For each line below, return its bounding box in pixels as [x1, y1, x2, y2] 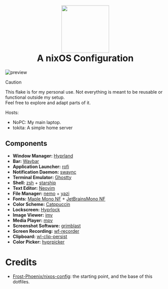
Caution [5, 79, 22, 85]
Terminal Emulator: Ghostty [12, 174, 72, 180]
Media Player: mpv [12, 217, 53, 223]
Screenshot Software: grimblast [12, 223, 81, 229]
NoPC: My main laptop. [12, 119, 61, 125]
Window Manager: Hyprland [12, 152, 74, 159]
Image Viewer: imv [12, 212, 53, 218]
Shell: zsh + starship [12, 180, 56, 186]
